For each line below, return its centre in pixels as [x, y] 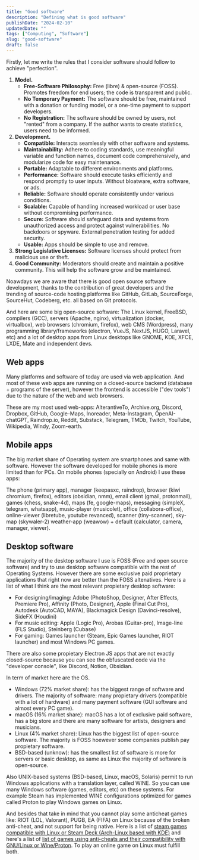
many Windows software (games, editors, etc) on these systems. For [90, 790]
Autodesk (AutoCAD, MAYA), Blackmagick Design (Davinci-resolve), [98, 610]
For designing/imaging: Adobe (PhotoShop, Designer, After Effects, [97, 598]
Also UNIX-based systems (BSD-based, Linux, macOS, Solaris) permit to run [100, 777]
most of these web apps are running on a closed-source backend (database [99, 383]
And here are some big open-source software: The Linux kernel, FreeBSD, [97, 312]
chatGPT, [18, 420]
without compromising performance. [68, 213]
